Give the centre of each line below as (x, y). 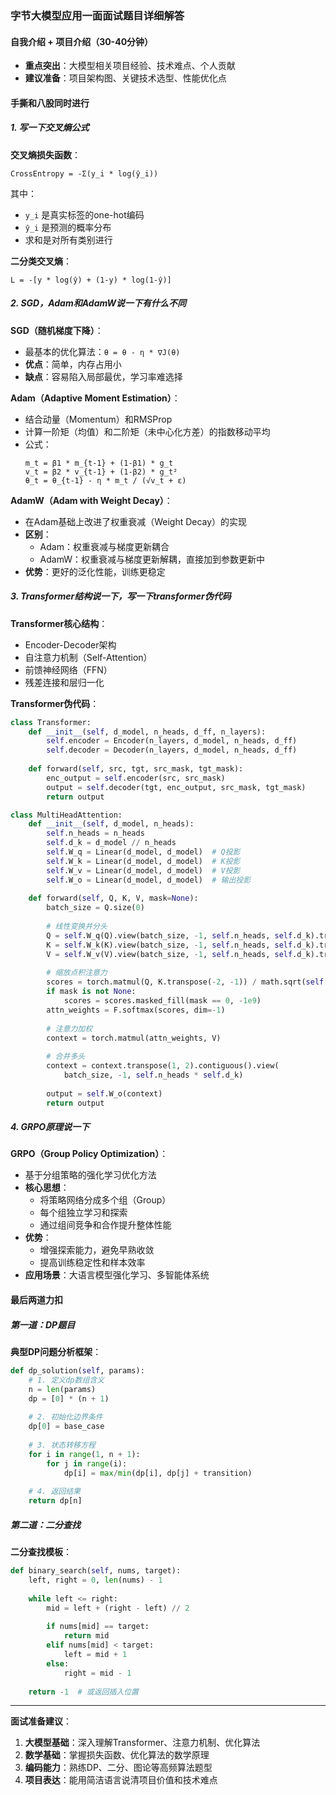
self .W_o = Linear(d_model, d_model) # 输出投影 (149, 880)
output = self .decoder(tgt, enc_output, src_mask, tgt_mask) (176, 787)
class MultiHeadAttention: (66, 815)
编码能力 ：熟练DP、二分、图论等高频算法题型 (118, 1768)
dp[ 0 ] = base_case (66, 1427)
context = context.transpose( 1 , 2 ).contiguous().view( (163, 1066)
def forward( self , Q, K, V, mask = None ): (113, 898)
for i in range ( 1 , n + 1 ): (84, 1454)
